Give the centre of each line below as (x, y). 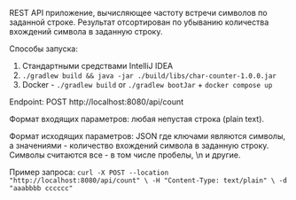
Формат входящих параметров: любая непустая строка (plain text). (136, 119)
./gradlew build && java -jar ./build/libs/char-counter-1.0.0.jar (149, 76)
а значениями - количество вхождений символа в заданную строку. (139, 146)
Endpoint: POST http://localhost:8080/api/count (97, 102)
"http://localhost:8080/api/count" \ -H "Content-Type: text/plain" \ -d (148, 181)
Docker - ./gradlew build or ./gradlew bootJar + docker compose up (147, 85)
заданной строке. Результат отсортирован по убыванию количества (139, 22)
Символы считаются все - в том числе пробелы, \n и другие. (125, 155)
